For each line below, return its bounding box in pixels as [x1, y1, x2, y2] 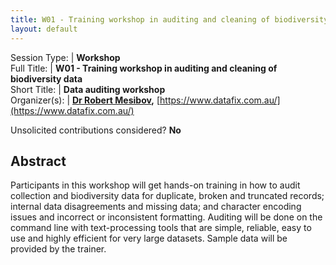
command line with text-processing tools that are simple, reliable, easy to [10, 222, 312, 234]
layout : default [10, 24, 78, 34]
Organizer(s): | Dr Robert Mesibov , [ [10, 94, 161, 106]
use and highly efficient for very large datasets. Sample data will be [10, 232, 288, 245]
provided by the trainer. [10, 243, 107, 255]
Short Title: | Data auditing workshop [10, 83, 166, 95]
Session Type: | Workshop [10, 51, 121, 63]
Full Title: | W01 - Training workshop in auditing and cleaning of [10, 62, 278, 74]
